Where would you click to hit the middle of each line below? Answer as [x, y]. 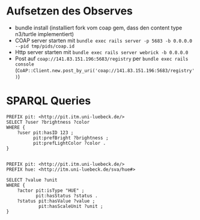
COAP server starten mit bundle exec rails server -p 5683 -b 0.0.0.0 [103, 40]
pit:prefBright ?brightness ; [71, 138]
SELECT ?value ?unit [32, 180]
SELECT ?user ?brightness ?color [48, 122]
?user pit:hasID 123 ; [45, 133]
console [24, 64]
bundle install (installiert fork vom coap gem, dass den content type [98, 28]
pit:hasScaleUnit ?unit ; [71, 206]
